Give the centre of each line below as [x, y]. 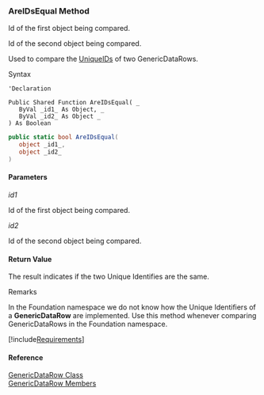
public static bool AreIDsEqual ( [63, 137]
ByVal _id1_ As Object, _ [61, 110]
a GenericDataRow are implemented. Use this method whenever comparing [132, 316]
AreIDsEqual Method [49, 11]
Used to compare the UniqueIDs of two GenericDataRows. [103, 59]
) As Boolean [30, 123]
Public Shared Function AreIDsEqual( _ [74, 103]
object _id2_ [40, 152]
